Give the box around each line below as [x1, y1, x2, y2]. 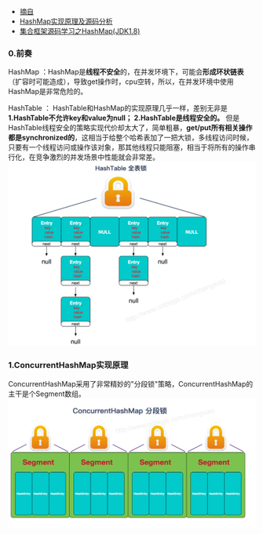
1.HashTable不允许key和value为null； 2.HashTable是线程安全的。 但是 [8, 113, 240, 123]
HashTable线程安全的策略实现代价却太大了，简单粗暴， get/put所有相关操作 [8, 123, 253, 133]
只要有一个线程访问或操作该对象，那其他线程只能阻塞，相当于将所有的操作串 [8, 143, 256, 152]
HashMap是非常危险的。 [8, 87, 88, 96]
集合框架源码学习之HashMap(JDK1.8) [19, 27, 141, 35]
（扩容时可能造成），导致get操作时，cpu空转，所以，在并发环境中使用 [8, 77, 234, 86]
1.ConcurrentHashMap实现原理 [8, 360, 129, 371]
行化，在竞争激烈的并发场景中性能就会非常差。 [8, 152, 159, 162]
